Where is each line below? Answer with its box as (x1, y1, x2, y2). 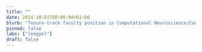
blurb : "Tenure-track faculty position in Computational (6, 20, 152, 26)
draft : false (6, 36, 39, 42)
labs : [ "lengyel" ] (6, 31, 52, 37)
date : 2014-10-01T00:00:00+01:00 (6, 14, 90, 20)
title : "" (6, 8, 31, 15)
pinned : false (6, 25, 42, 32)
